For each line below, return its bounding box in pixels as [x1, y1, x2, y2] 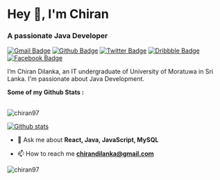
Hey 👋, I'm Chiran [7, 6, 110, 22]
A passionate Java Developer [7, 31, 108, 41]
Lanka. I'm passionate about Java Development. [7, 75, 144, 83]
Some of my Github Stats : [7, 88, 85, 96]
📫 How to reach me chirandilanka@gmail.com [17, 150, 154, 158]
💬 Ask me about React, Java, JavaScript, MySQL [17, 136, 159, 144]
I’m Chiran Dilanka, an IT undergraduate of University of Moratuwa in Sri [7, 67, 214, 75]
